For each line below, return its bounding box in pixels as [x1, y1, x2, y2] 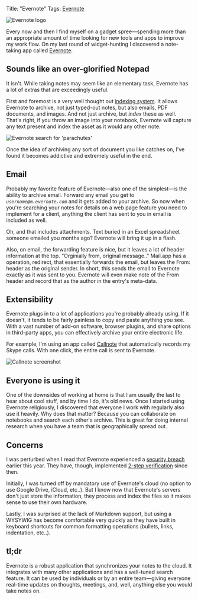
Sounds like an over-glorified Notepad [6, 64, 150, 74]
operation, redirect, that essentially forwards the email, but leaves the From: [6, 258, 191, 266]
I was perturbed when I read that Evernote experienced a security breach [6, 456, 185, 463]
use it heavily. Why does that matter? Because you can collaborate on [6, 410, 176, 418]
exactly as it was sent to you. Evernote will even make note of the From [6, 271, 179, 278]
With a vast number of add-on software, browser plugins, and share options [6, 323, 191, 330]
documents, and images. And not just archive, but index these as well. [6, 110, 177, 117]
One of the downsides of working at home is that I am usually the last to [6, 391, 181, 399]
